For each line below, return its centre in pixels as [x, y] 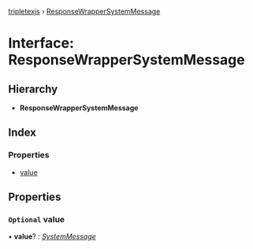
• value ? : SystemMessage [52, 236]
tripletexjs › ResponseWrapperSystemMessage [84, 11]
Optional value [37, 219]
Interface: [41, 43]
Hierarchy [33, 89]
